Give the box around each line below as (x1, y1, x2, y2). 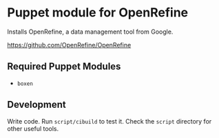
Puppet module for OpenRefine (7, 5, 189, 21)
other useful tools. (7, 124, 59, 133)
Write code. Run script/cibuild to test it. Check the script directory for (7, 117, 212, 125)
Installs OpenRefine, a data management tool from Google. (7, 27, 174, 36)
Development (7, 99, 67, 111)
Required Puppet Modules (7, 60, 121, 73)
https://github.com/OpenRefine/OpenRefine (7, 41, 132, 49)
